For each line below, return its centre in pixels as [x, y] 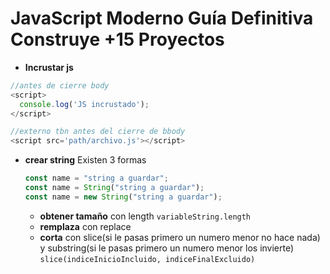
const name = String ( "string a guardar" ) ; [114, 188]
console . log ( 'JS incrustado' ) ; [84, 104]
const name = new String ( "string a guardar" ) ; [123, 197]
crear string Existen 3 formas [85, 160]
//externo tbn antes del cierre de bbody [98, 132]
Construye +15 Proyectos [117, 39]
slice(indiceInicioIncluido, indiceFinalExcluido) [147, 259]
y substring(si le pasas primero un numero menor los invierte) [167, 248]
